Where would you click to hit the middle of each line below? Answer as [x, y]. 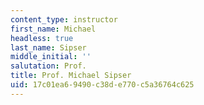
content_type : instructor [64, 19]
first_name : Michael [53, 29]
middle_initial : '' [51, 57]
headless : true [42, 38]
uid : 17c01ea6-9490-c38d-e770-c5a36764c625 [102, 85]
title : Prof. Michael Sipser [71, 76]
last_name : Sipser [48, 47]
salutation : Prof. [48, 66]
